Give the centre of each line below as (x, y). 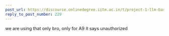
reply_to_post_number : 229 (33, 14)
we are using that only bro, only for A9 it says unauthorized (67, 28)
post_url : (16, 10)
